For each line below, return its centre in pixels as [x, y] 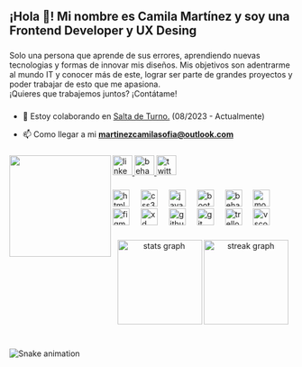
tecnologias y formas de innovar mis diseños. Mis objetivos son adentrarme [150, 65]
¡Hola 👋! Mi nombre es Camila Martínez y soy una [150, 17]
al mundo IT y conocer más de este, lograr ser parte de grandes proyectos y [151, 75]
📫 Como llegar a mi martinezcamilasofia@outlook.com [128, 134]
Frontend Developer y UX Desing [103, 31]
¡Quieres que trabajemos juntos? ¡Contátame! [93, 94]
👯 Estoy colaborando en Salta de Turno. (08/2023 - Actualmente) [143, 116]
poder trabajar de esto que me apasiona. [85, 84]
